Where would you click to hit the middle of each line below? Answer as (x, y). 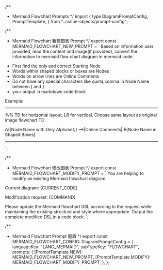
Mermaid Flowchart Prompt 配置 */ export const (60, 236)
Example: (14, 101)
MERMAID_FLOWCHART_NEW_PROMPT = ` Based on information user (83, 46)
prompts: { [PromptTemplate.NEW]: (47, 252)
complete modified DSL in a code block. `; (47, 217)
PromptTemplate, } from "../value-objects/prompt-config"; (70, 22)
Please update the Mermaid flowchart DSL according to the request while (78, 207)
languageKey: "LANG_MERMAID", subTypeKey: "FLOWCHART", (75, 247)
